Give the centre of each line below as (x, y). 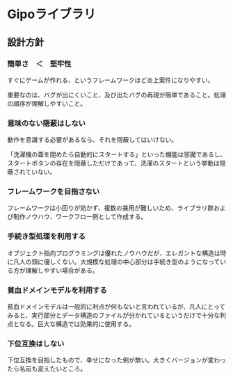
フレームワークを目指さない (54, 192)
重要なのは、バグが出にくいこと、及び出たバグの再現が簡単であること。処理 (117, 95)
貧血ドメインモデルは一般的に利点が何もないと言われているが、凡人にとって (116, 307)
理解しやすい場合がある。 (62, 270)
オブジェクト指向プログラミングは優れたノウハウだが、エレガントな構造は (114, 253)
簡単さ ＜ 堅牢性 (39, 63)
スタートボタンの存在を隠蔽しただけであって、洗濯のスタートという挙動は (114, 163)
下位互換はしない (36, 344)
